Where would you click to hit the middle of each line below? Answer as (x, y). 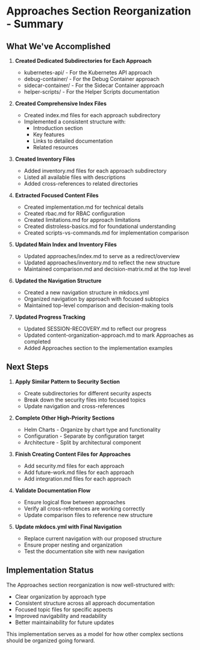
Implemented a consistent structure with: (75, 122)
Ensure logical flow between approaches (74, 502)
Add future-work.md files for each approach (79, 472)
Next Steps (27, 367)
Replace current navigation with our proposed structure (93, 538)
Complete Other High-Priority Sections (65, 418)
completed (37, 342)
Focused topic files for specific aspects (64, 609)
